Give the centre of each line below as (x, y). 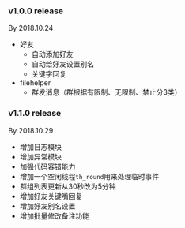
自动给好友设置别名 (63, 64)
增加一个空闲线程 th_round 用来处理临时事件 (89, 176)
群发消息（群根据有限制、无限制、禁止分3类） (106, 92)
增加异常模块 (40, 156)
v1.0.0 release (36, 11)
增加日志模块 (40, 147)
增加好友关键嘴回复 (51, 196)
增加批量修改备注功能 (54, 215)
